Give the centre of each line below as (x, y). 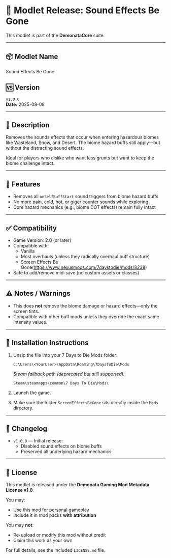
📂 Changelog (27, 429)
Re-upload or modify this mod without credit (59, 535)
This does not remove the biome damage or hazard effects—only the (85, 305)
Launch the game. (32, 393)
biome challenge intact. (30, 163)
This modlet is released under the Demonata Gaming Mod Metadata (78, 485)
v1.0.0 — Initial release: (38, 441)
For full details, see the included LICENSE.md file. (56, 550)
